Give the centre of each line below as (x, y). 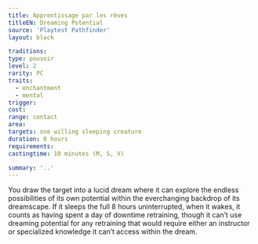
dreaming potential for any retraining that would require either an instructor (129, 224)
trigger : (22, 103)
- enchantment (38, 88)
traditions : (27, 52)
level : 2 (22, 66)
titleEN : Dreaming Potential (56, 23)
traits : (21, 80)
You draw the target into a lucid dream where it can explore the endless (124, 190)
